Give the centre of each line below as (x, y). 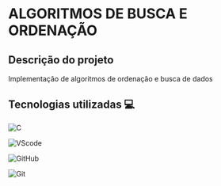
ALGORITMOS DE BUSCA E (98, 14)
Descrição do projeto (61, 60)
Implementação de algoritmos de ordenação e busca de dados (110, 79)
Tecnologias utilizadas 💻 (72, 105)
